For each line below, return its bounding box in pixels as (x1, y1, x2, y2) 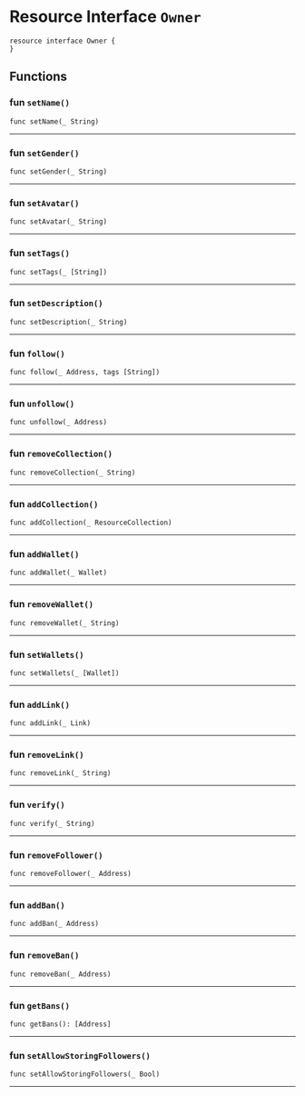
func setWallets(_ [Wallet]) (9, 668, 120, 678)
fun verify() (9, 798, 65, 811)
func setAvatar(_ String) (9, 217, 107, 226)
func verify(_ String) (9, 819, 95, 828)
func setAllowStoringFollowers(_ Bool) (9, 1070, 161, 1079)
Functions (9, 69, 68, 85)
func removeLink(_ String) (9, 769, 112, 778)
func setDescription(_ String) (9, 317, 128, 326)
